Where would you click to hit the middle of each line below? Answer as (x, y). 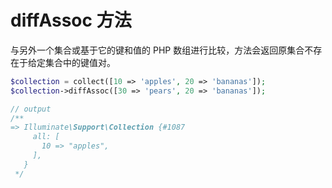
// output (31, 109)
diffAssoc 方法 (71, 20)
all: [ (46, 137)
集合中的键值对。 (80, 62)
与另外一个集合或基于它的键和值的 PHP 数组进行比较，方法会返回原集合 (157, 50)
